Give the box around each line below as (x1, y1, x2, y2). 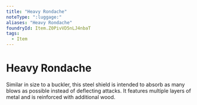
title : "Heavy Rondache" (6, 8, 67, 15)
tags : (6, 31, 19, 37)
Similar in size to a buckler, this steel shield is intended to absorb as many (6, 81, 185, 88)
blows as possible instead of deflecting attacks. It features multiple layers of (6, 87, 192, 94)
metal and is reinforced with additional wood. (6, 93, 116, 100)
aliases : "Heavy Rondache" (6, 19, 73, 25)
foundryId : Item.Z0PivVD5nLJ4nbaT (6, 25, 91, 31)
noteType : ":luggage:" (6, 14, 62, 20)
